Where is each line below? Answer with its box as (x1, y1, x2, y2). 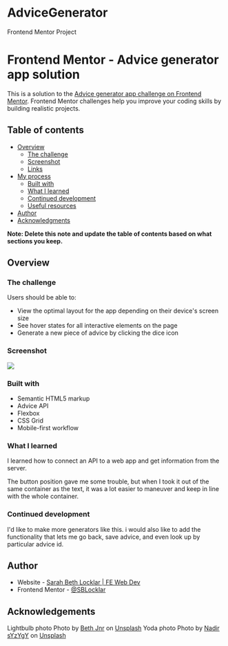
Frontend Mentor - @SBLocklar (17, 586, 106, 594)
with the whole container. (7, 492, 79, 501)
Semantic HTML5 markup (17, 394, 90, 403)
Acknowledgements (7, 605, 96, 617)
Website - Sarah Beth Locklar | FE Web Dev (17, 578, 141, 587)
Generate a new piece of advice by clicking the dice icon (17, 329, 179, 337)
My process (17, 172, 52, 181)
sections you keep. (7, 237, 63, 245)
